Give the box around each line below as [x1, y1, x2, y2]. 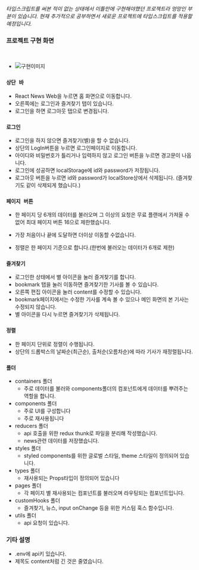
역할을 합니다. [23, 393, 56, 400]
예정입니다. [6, 20, 32, 27]
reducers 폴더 [14, 423, 49, 430]
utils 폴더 [14, 512, 37, 519]
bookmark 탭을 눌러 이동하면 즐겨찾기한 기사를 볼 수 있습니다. [14, 281, 159, 288]
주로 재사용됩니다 [23, 415, 64, 422]
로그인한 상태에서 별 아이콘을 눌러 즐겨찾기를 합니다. [14, 273, 136, 281]
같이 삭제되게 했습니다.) [26, 181, 81, 189]
